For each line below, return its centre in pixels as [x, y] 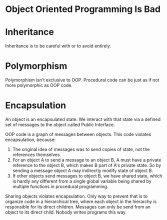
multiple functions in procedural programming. [60, 186]
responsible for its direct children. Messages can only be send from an [78, 207]
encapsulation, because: [30, 139]
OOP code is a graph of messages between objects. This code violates [78, 134]
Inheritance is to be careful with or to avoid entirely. [58, 46]
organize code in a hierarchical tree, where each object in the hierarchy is [81, 201]
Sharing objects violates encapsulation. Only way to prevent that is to [76, 196]
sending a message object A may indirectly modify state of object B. [83, 170]
